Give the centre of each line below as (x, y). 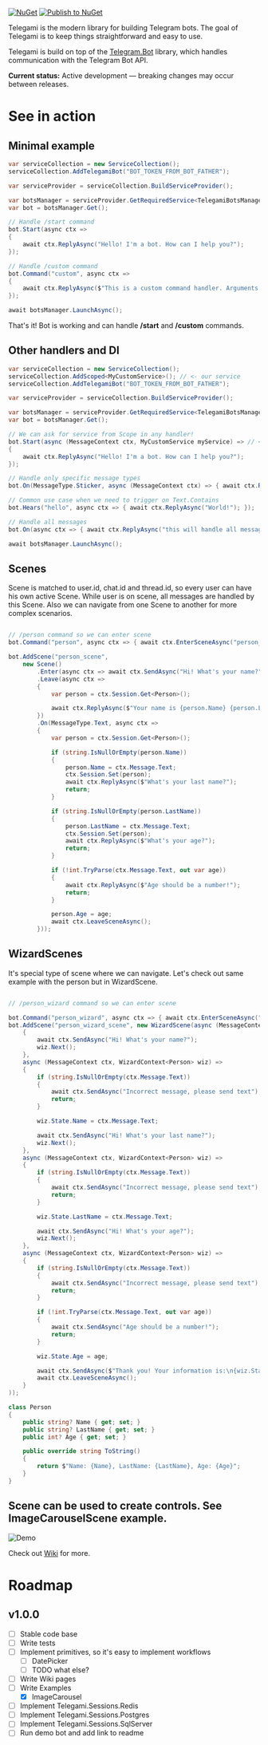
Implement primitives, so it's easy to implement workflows (115, 1652)
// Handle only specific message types (75, 479)
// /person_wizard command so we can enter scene (93, 1003)
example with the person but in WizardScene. (83, 981)
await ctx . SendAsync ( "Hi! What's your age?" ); (116, 1231)
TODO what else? (61, 1670)
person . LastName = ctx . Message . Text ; (128, 826)
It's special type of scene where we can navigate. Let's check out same (126, 973)
